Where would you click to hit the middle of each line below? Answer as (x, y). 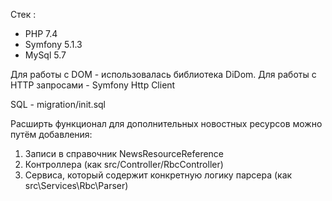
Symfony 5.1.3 (53, 44)
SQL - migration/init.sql (58, 104)
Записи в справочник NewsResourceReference (124, 153)
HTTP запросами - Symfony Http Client (93, 85)
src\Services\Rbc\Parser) (76, 185)
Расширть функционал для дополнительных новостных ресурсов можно (166, 123)
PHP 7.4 (41, 33)
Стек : (23, 14)
